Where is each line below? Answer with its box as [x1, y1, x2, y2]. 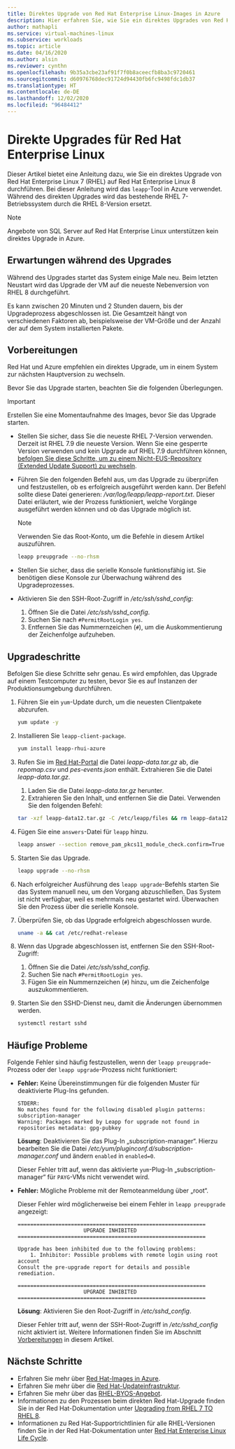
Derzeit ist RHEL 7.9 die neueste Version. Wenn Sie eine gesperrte [17, 440, 208, 448]
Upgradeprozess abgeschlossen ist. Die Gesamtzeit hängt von [7, 309, 187, 318]
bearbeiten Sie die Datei [17, 1144, 87, 1153]
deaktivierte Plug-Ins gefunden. [17, 1087, 110, 1095]
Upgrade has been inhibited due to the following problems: [17, 1246, 197, 1253]
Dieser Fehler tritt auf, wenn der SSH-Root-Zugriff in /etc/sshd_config [17, 1321, 218, 1329]
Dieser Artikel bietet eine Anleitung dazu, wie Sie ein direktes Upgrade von [7, 170, 222, 178]
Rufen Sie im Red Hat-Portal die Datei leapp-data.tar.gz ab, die [17, 758, 199, 766]
